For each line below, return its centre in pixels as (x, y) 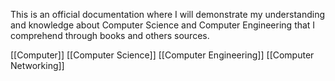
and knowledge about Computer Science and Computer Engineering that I (163, 25)
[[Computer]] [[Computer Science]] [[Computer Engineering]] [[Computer (162, 55)
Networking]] (37, 65)
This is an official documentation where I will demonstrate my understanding (168, 14)
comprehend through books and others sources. (110, 35)
